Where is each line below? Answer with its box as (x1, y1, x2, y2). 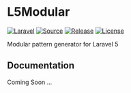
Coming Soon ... (7, 78, 53, 86)
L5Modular (7, 4, 70, 20)
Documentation (7, 59, 75, 72)
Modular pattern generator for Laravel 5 (7, 40, 119, 48)
